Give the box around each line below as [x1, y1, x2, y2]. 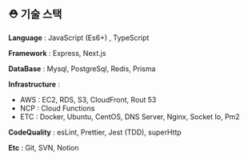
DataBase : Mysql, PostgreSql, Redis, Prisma [8, 63, 156, 74]
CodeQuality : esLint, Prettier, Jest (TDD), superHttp [8, 127, 182, 137]
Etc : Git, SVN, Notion [8, 142, 79, 152]
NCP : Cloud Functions [19, 103, 95, 113]
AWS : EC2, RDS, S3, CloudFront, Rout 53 [19, 94, 157, 104]
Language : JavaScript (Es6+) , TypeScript [8, 33, 150, 42]
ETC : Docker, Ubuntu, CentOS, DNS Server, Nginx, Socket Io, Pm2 [19, 111, 240, 122]
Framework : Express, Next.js [8, 48, 106, 58]
